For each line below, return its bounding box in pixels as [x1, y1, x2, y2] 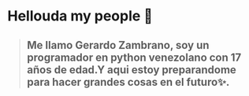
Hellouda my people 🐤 [7, 7, 153, 25]
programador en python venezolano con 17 [26, 50, 242, 64]
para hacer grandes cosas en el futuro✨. [26, 75, 230, 89]
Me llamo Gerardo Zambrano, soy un [26, 39, 210, 52]
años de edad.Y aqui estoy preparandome [26, 63, 237, 76]
